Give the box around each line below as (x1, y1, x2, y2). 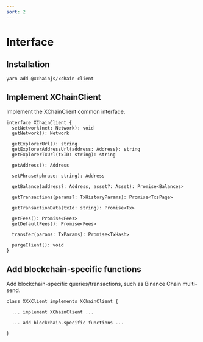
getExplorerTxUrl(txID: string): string (12, 152, 116, 158)
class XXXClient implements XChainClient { (6, 299, 119, 305)
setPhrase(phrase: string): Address (12, 173, 105, 180)
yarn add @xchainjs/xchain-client (6, 75, 94, 82)
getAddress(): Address (12, 162, 69, 169)
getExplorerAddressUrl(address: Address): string (12, 147, 140, 153)
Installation (6, 59, 50, 70)
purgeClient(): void (12, 242, 64, 248)
